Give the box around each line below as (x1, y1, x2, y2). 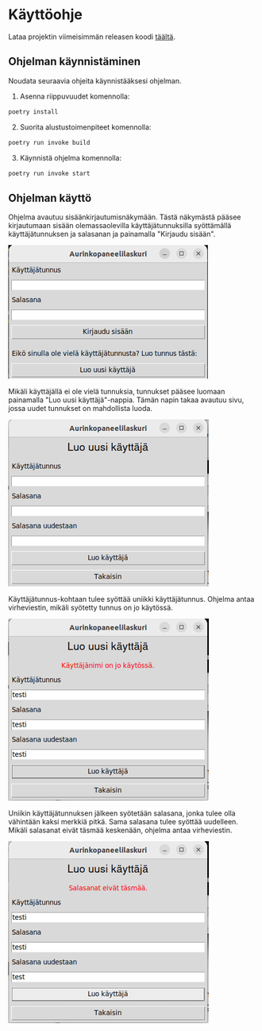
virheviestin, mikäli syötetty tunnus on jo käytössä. (8, 603, 173, 613)
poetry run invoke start (8, 169, 91, 177)
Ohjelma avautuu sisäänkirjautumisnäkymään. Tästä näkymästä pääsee (8, 212, 241, 222)
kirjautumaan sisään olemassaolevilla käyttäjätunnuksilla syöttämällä (8, 221, 232, 231)
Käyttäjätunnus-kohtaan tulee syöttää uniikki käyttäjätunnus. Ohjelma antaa (8, 595, 255, 604)
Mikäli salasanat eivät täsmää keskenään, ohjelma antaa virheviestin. (8, 825, 233, 835)
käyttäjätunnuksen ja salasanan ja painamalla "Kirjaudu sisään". (8, 229, 216, 239)
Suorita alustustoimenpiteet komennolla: (19, 122, 152, 132)
